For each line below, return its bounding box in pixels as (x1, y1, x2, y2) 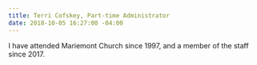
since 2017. (8, 49, 46, 59)
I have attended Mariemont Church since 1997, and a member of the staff (8, 40, 250, 50)
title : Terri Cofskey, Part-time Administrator (8, 11, 171, 20)
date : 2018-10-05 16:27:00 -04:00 (8, 19, 124, 27)
